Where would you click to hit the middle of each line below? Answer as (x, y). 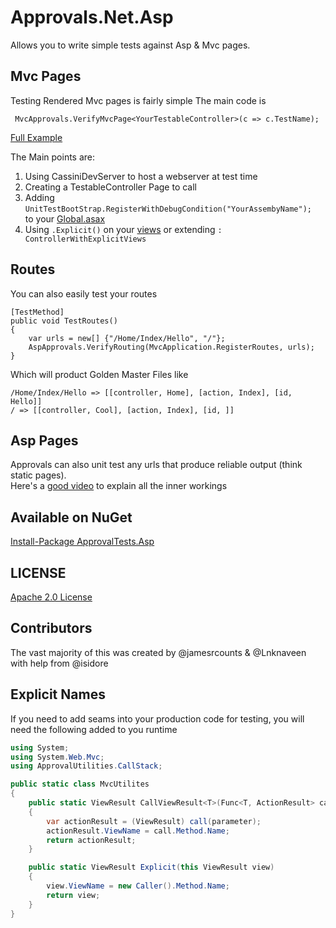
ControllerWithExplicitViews (85, 239)
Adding (39, 197)
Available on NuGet (71, 517)
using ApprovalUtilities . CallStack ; (86, 766)
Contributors (51, 628)
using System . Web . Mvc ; (57, 757)
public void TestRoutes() (64, 321)
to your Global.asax (65, 218)
